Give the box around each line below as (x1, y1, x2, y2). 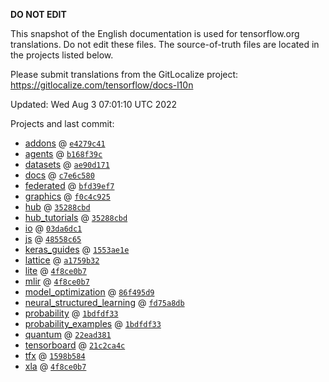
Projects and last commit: (10, 118, 115, 129)
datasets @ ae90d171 (24, 159, 110, 170)
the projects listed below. (10, 49, 114, 61)
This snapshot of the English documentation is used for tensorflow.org (10, 28, 300, 39)
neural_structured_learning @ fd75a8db (24, 297, 185, 308)
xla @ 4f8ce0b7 (24, 360, 87, 372)
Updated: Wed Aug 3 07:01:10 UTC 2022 (10, 99, 178, 110)
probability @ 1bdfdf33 (24, 307, 119, 319)
